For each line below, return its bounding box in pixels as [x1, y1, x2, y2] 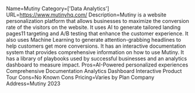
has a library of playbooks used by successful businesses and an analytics [6, 55, 187, 62]
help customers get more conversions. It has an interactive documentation [6, 42, 186, 49]
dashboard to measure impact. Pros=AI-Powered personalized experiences [6, 61, 189, 68]
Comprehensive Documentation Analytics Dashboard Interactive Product [6, 68, 182, 74]
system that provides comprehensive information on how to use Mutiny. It [6, 49, 184, 55]
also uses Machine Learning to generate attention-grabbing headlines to [6, 36, 181, 43]
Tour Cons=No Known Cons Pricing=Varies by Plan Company [6, 74, 154, 81]
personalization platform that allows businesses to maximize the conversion [6, 18, 190, 24]
